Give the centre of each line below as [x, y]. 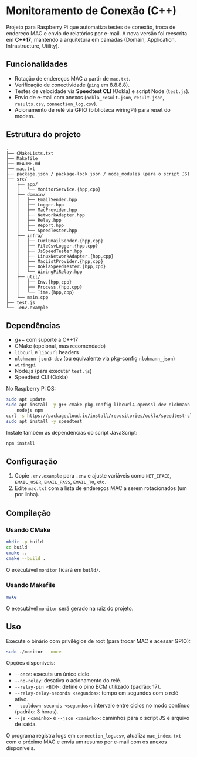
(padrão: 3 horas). [36, 712]
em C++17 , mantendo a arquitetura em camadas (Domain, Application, [91, 39]
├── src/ [17, 179]
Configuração [32, 462]
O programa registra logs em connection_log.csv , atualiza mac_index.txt [94, 736]
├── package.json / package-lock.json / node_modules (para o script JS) [98, 174]
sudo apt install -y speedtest [44, 421]
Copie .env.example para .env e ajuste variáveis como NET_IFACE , [93, 476]
